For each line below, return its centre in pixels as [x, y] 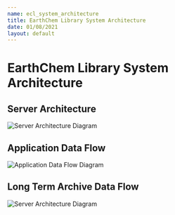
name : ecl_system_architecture [53, 14]
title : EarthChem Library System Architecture [77, 20]
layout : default [31, 33]
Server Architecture [52, 109]
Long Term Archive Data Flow [73, 187]
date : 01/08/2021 [33, 27]
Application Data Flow [57, 148]
